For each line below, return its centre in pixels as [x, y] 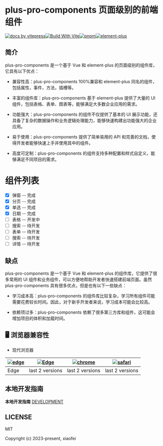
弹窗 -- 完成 [24, 195]
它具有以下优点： [22, 71]
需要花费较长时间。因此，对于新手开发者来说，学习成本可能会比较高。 [82, 302]
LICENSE [19, 417]
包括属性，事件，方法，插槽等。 [44, 88]
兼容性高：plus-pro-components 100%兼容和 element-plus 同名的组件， [84, 81]
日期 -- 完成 [24, 213]
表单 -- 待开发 [26, 232]
